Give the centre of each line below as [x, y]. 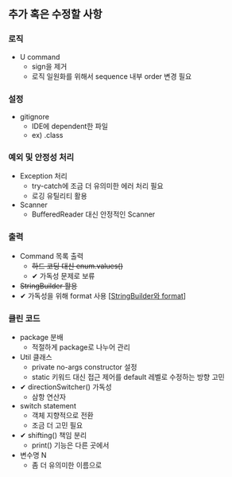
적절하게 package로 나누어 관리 [81, 347]
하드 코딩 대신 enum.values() [77, 266]
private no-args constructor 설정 [84, 367]
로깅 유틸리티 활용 [59, 196]
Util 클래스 [36, 357]
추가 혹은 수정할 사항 [55, 14]
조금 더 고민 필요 [57, 425]
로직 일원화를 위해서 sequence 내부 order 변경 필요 [112, 76]
